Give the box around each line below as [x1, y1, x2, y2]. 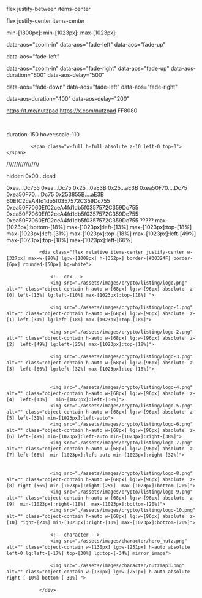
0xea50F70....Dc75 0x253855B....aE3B [6, 191, 104, 198]
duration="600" [6, 71, 47, 79]
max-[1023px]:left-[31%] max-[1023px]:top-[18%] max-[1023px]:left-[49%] [6, 230, 196, 237]
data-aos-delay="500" [47, 71, 105, 79]
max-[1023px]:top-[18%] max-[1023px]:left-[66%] [6, 237, 133, 243]
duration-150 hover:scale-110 [6, 131, 80, 138]
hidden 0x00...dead [6, 172, 56, 179]
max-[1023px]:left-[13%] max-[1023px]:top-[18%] [66, 224, 192, 230]
